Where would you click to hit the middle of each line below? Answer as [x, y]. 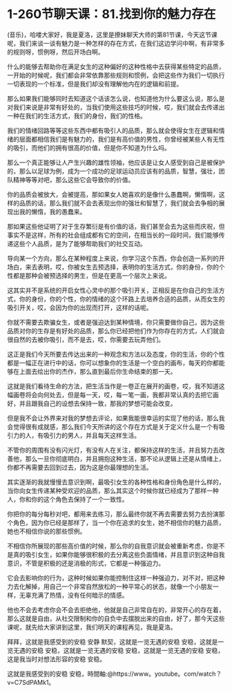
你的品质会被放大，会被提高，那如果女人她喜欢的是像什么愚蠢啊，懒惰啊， [113, 194]
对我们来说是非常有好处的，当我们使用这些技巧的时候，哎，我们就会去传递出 [116, 107]
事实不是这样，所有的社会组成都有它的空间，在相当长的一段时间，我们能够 [113, 235]
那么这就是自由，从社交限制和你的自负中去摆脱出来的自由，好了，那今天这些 [116, 618]
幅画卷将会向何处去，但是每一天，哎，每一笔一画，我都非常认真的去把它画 [113, 395]
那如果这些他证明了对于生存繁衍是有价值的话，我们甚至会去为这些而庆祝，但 [116, 226]
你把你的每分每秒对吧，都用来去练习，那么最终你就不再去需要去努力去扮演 [113, 514]
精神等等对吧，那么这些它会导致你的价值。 [74, 180]
